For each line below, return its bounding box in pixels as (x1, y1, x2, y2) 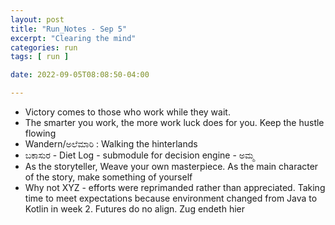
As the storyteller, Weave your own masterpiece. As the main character (24, 161, 319, 172)
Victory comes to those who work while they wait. (24, 106, 231, 118)
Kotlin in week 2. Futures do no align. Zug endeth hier (24, 203, 245, 215)
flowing (24, 127, 57, 139)
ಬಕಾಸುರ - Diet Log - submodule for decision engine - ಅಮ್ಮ (24, 149, 255, 161)
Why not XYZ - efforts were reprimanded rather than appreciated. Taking (24, 182, 326, 193)
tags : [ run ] (10, 52, 70, 62)
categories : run (10, 42, 78, 53)
